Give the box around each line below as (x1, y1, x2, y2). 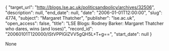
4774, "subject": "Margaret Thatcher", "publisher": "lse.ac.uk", (5, 15, 136, 21)
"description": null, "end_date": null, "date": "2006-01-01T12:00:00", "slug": (5, 10, 163, 16)
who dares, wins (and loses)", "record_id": (5, 26, 94, 32)
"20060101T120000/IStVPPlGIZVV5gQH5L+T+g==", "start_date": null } (5, 31, 152, 37)
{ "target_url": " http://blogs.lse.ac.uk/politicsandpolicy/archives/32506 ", (5, 5, 155, 10)
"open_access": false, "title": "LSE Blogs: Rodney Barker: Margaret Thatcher (5, 20, 164, 26)
